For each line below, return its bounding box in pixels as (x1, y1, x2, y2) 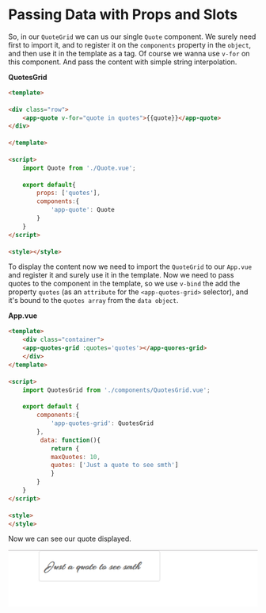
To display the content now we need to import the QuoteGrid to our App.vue (8, 262, 252, 271)
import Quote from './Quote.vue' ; (22, 164, 136, 172)
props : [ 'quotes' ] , (36, 189, 101, 197)
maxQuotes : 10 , (50, 453, 101, 461)
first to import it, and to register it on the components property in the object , (8, 40, 252, 49)
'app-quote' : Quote (50, 206, 115, 214)
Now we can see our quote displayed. (8, 534, 132, 544)
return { (50, 444, 80, 453)
